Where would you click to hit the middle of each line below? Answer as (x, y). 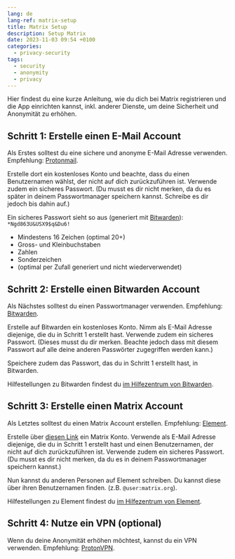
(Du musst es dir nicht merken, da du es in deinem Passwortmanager (107, 459)
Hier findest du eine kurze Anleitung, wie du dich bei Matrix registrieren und (117, 99)
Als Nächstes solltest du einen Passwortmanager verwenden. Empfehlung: (115, 306)
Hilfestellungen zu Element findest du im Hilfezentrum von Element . (105, 501)
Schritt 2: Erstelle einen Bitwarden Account (103, 289)
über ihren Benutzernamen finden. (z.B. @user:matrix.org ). (92, 487)
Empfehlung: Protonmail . (43, 160)
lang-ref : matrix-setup (42, 20)
